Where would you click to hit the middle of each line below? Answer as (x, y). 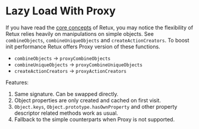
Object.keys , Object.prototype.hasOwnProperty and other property (96, 106)
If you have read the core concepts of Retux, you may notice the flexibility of (99, 27)
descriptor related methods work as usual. (66, 113)
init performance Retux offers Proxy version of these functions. (83, 47)
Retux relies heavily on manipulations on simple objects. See (80, 33)
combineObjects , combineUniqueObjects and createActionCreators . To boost (97, 40)
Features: (17, 82)
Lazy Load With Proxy (61, 11)
